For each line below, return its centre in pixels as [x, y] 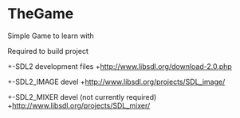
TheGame [41, 14]
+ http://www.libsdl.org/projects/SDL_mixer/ [79, 105]
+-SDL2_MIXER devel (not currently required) [82, 97]
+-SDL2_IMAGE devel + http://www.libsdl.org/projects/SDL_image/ [116, 82]
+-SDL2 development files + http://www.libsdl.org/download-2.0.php [120, 66]
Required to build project [48, 51]
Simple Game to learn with [51, 36]
